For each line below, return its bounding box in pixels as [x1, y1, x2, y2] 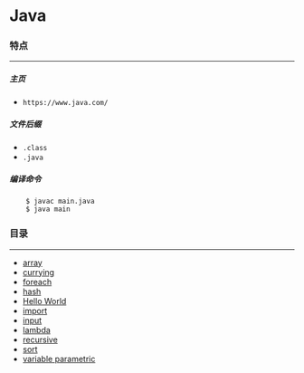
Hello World [22, 295, 67, 306]
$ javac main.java [25, 196, 95, 206]
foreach [22, 276, 52, 287]
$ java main [25, 205, 71, 214]
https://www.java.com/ [22, 99, 109, 108]
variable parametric [22, 353, 96, 364]
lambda [22, 324, 52, 335]
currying [22, 266, 55, 277]
